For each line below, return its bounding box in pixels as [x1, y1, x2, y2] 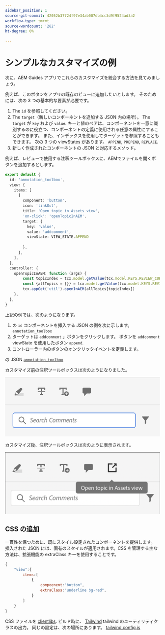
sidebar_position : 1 [5, 8, 48, 13]
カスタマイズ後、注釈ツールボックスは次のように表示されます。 [5, 442, 134, 448]
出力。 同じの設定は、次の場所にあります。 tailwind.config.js [18, 624, 140, 630]
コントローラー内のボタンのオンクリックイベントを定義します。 [12, 346, 141, 352]
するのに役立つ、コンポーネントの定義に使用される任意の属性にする [16, 126, 155, 132]
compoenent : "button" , [40, 583, 84, 588]
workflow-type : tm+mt [5, 18, 50, 23]
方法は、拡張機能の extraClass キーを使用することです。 [5, 551, 119, 557]
